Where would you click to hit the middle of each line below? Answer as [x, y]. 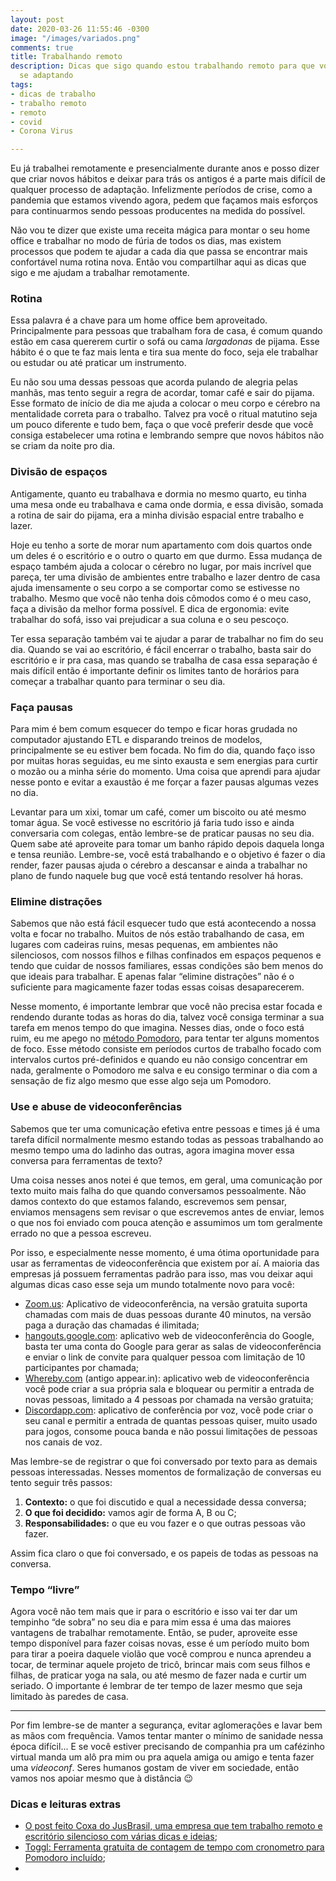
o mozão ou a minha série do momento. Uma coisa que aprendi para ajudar [165, 772]
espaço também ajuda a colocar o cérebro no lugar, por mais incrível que [161, 566]
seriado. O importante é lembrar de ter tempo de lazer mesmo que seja [156, 1685]
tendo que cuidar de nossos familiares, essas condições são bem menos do [167, 966]
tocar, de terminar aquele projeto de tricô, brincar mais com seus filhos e [160, 1664]
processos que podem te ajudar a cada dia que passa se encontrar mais [159, 252]
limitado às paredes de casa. [69, 1696]
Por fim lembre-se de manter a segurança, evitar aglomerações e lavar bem [166, 1725]
